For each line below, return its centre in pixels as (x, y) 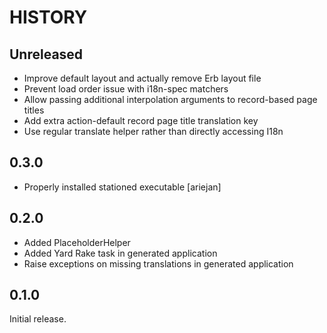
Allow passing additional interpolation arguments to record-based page (170, 99)
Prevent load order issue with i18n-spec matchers (126, 89)
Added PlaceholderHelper (77, 242)
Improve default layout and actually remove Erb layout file (142, 78)
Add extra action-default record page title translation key (141, 120)
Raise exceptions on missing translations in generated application (158, 263)
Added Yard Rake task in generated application (120, 253)
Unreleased (46, 54)
